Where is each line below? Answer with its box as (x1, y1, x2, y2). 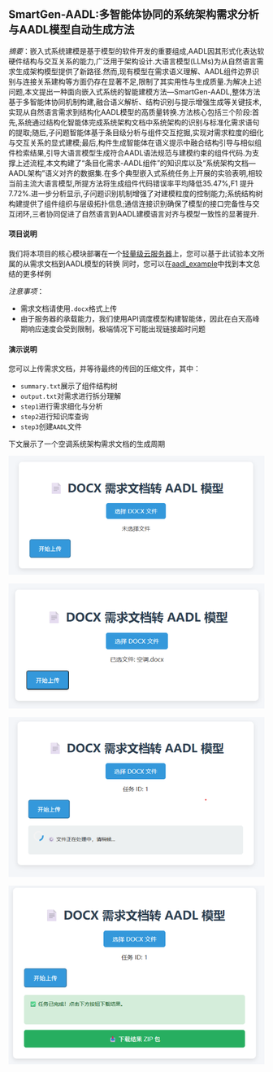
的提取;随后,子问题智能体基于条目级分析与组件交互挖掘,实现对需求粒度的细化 (8, 127, 264, 137)
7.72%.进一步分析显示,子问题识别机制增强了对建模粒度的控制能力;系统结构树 (8, 188, 263, 198)
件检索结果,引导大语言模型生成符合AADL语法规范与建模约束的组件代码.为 (8, 147, 253, 157)
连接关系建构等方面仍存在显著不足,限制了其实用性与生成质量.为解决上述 (22, 77, 262, 86)
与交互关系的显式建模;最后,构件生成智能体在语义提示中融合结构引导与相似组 (8, 138, 262, 147)
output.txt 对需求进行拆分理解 (19, 392, 122, 401)
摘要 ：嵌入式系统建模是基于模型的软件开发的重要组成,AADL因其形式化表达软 (8, 46, 265, 55)
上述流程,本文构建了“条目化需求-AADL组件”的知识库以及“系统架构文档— (15, 158, 256, 168)
